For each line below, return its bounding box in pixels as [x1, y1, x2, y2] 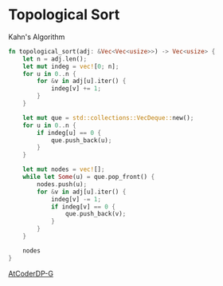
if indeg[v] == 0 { [50, 202, 115, 211]
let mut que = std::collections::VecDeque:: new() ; [22, 113, 194, 121]
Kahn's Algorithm [8, 32, 65, 42]
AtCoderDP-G [8, 268, 54, 278]
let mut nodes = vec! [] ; [22, 165, 105, 173]
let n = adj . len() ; [22, 54, 88, 63]
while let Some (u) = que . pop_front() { [22, 173, 155, 181]
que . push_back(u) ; [50, 136, 112, 145]
